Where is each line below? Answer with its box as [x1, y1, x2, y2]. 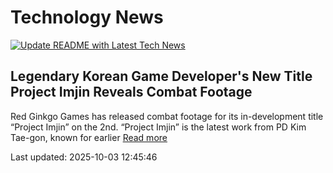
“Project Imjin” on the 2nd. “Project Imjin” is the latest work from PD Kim [10, 121, 307, 133]
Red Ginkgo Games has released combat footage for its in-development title [10, 110, 324, 122]
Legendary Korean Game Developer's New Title [10, 68, 313, 85]
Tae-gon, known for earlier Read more [10, 131, 168, 143]
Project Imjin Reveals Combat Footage [10, 84, 253, 101]
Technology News [10, 6, 164, 29]
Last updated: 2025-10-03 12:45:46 [10, 151, 158, 163]
